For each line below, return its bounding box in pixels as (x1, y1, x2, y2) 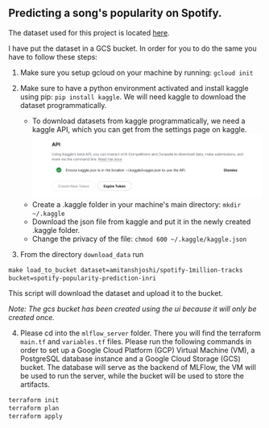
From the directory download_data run (19, 249, 144, 259)
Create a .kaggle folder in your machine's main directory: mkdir (31, 199, 242, 209)
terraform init (8, 396, 60, 404)
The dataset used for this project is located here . (8, 27, 171, 37)
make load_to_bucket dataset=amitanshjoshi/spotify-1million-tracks (8, 266, 243, 274)
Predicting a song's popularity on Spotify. (8, 6, 222, 20)
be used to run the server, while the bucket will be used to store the (19, 371, 244, 380)
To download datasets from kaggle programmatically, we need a (31, 116, 246, 126)
